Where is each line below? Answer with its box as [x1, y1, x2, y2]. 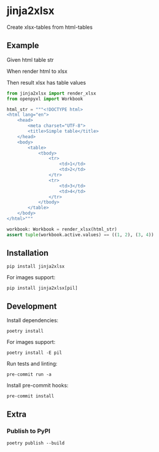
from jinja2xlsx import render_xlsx [6, 90, 96, 96]
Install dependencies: [6, 317, 59, 324]
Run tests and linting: [6, 360, 57, 367]
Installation [6, 248, 49, 258]
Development [6, 301, 57, 311]
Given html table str [6, 56, 55, 63]
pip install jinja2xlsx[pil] [6, 285, 78, 292]
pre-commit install [6, 393, 55, 399]
